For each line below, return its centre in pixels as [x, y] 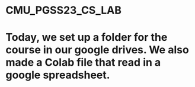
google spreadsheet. [58, 75]
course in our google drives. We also [97, 50]
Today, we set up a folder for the [87, 38]
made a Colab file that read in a [83, 62]
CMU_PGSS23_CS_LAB [64, 10]
